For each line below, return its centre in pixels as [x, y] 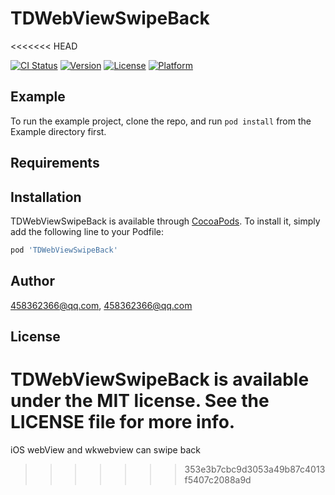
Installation [46, 197]
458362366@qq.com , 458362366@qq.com [101, 305]
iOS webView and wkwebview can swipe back [105, 449]
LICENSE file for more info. [123, 422]
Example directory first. [58, 131]
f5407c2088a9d [218, 479]
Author [32, 281]
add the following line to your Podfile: [87, 231]
